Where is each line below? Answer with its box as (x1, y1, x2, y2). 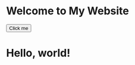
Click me (9, 25, 29, 31)
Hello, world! (6, 47, 71, 60)
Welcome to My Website (6, 4, 129, 18)
